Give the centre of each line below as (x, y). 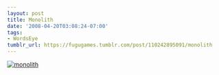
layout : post (26, 13)
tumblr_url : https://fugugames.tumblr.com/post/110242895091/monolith (110, 45)
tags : (15, 32)
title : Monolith (30, 20)
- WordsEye (23, 39)
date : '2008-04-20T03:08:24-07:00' (58, 26)
